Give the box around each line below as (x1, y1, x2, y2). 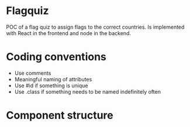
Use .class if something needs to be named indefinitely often (14, 88, 161, 95)
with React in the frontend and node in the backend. (6, 29, 132, 36)
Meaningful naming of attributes (14, 75, 92, 83)
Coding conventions (6, 50, 106, 64)
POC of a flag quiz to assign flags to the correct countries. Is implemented (6, 23, 185, 30)
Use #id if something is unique (14, 82, 88, 89)
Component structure (6, 109, 114, 122)
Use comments (14, 69, 51, 77)
